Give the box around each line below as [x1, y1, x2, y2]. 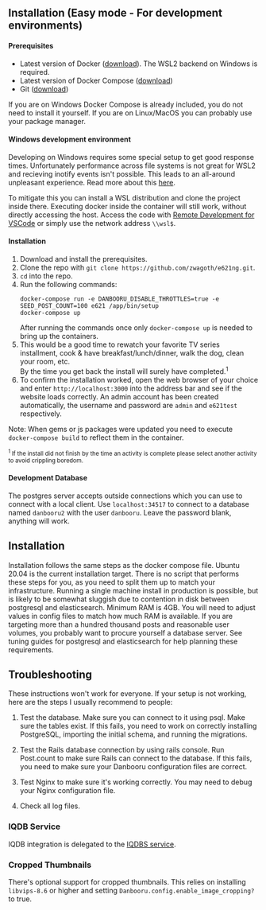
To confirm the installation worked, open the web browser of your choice [19, 375, 259, 384]
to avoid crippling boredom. [8, 457, 83, 465]
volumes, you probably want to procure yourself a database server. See [8, 628, 243, 637]
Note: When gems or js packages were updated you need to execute [8, 424, 233, 434]
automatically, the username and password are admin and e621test [19, 400, 238, 410]
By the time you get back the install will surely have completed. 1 [19, 365, 229, 376]
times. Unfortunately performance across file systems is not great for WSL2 [8, 161, 256, 170]
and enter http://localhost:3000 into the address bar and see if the [19, 383, 242, 393]
